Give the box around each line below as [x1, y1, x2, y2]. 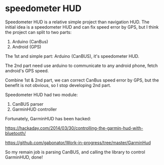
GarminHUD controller [12, 106, 57, 112]
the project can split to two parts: [5, 29, 72, 35]
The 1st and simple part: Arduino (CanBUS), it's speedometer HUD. [5, 53, 140, 59]
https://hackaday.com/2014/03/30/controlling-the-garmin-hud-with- [5, 125, 143, 131]
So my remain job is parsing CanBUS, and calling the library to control [5, 149, 145, 155]
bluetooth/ [5, 130, 26, 136]
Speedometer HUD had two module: [5, 92, 78, 98]
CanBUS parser [12, 101, 44, 107]
